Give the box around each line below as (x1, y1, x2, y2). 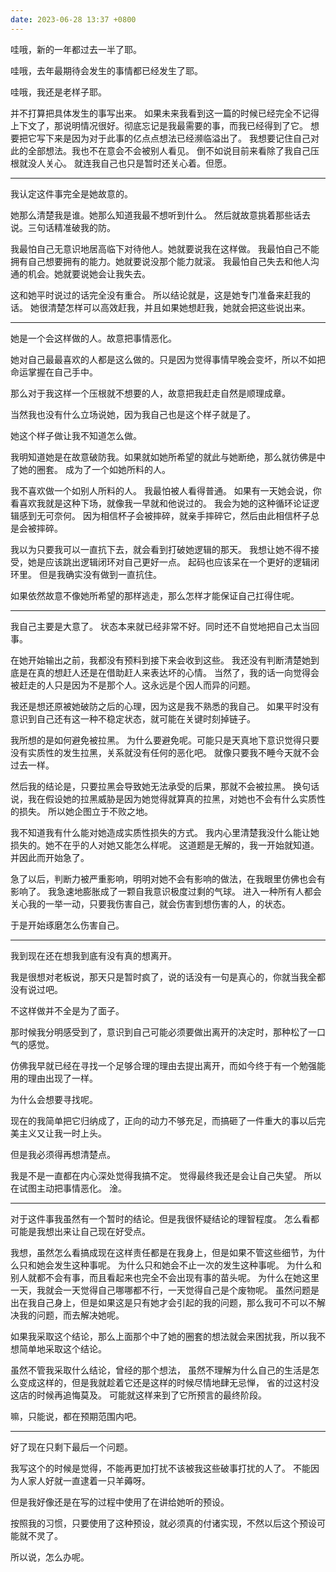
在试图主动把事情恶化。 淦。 (10, 1182, 127, 1194)
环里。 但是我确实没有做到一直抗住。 (10, 568, 162, 580)
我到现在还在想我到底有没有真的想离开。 (10, 949, 177, 961)
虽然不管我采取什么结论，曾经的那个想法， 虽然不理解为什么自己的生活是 (10, 1364, 311, 1376)
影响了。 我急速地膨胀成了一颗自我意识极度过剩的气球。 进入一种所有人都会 (10, 885, 322, 897)
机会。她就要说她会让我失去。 (27, 267, 151, 280)
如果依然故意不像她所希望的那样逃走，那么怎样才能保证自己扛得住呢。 (10, 589, 300, 601)
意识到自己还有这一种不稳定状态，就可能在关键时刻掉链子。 (10, 712, 256, 725)
